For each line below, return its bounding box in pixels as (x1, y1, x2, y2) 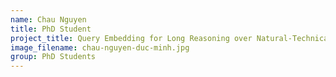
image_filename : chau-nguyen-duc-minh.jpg (10, 42, 190, 53)
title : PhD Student (10, 24, 92, 34)
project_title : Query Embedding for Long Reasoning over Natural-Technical (10, 33, 333, 43)
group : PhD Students (10, 52, 97, 62)
